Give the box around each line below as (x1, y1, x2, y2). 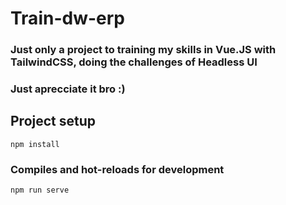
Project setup (10, 113, 97, 130)
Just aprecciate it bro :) (10, 82, 126, 96)
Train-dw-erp (10, 7, 125, 30)
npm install (10, 139, 60, 149)
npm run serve (10, 185, 70, 196)
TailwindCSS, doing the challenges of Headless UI (10, 55, 258, 69)
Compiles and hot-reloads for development (10, 162, 225, 176)
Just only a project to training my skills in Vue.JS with (10, 43, 277, 57)
